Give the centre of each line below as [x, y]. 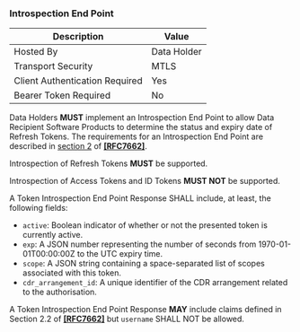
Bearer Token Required [62, 95]
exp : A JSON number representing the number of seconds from [139, 244]
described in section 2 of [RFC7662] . [79, 146]
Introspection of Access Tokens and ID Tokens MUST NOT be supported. [145, 181]
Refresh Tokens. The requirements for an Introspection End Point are [136, 136]
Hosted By [36, 52]
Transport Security [53, 66]
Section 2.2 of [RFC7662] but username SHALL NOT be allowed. [127, 319]
